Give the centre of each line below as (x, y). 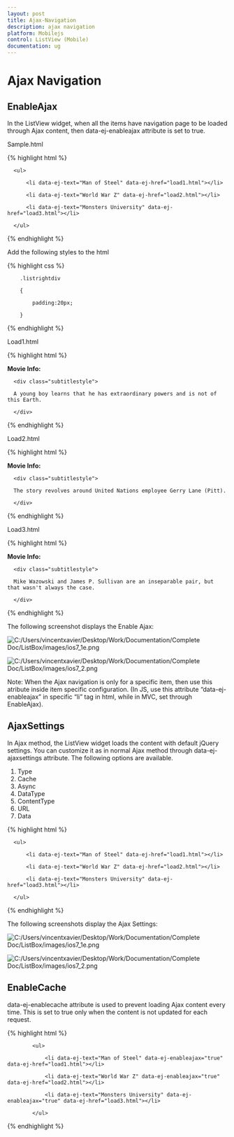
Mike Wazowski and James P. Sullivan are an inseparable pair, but (114, 581)
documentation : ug (34, 46)
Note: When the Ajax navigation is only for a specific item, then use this (110, 682)
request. (19, 1019)
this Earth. (24, 400)
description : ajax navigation (51, 27)
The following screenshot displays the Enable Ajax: (81, 627)
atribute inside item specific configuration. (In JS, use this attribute (103, 689)
